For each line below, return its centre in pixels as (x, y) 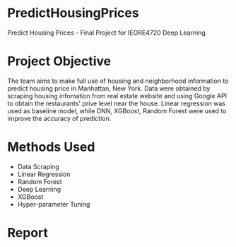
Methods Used (51, 147)
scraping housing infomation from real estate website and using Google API (117, 96)
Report (28, 233)
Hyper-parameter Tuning (54, 204)
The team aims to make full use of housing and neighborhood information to (118, 81)
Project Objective (59, 61)
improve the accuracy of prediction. (59, 118)
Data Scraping (39, 166)
